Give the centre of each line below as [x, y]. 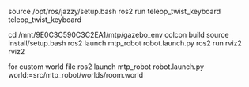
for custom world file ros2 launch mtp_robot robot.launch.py [106, 67]
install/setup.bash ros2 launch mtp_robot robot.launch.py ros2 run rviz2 [125, 43]
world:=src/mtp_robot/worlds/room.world [76, 75]
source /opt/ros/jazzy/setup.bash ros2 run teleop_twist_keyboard [115, 11]
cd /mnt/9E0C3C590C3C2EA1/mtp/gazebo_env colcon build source [119, 35]
